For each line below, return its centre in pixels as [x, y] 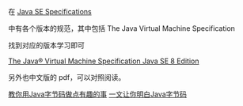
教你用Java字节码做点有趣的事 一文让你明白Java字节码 [98, 94]
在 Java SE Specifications [50, 11]
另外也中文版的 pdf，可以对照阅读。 [67, 77]
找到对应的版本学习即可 [46, 45]
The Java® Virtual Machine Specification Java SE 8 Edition [104, 61]
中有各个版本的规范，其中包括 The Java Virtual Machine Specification [122, 28]
